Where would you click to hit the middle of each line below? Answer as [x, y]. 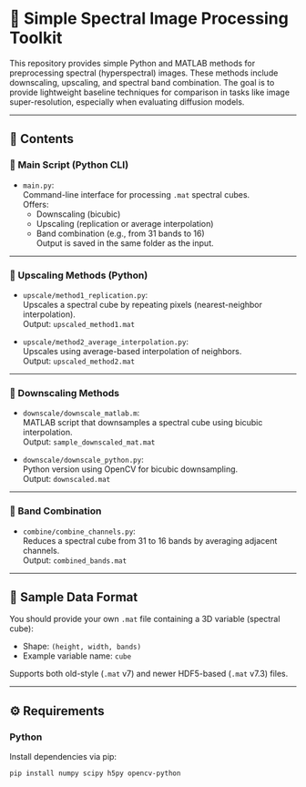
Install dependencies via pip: [63, 757]
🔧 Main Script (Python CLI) [69, 165]
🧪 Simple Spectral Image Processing [149, 19]
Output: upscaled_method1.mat [78, 323]
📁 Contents [42, 139]
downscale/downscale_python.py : [83, 460]
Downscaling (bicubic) [78, 214]
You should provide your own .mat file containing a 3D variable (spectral [145, 619]
